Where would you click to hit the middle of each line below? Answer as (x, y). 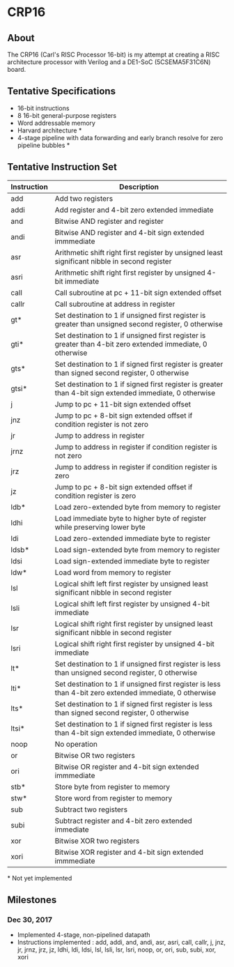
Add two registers (84, 198)
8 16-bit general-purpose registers (67, 115)
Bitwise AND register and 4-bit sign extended (130, 232)
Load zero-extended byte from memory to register (138, 507)
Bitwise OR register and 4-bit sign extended (127, 766)
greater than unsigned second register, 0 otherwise (139, 323)
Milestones (32, 900)
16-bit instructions (43, 108)
